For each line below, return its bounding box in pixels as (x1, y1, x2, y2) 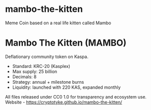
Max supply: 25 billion (12, 68, 57, 74)
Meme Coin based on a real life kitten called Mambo (5, 20, 111, 26)
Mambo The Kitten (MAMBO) (5, 37, 127, 49)
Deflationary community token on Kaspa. (5, 54, 89, 59)
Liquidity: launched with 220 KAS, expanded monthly (12, 84, 121, 90)
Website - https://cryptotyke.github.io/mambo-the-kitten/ (5, 99, 122, 105)
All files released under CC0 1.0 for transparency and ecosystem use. (5, 94, 147, 100)
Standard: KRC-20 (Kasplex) (12, 63, 70, 69)
